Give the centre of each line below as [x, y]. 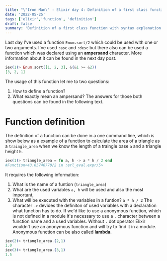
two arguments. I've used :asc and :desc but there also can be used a [77, 48]
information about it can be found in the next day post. [61, 58]
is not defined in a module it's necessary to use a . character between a [86, 216]
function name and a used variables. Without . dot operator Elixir [79, 221]
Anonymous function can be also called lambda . [62, 232]
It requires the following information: [42, 174]
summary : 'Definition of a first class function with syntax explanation [83, 28]
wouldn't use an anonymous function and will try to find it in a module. [84, 226]
